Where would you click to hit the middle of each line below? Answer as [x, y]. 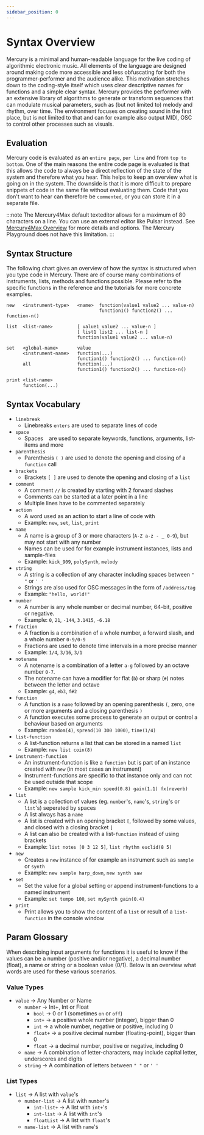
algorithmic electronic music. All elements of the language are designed [97, 65]
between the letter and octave [62, 685]
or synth [34, 866]
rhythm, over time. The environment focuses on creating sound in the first [99, 111]
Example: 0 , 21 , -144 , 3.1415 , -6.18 [67, 620]
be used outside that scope [58, 782]
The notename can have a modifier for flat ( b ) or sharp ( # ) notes [104, 678]
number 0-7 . [40, 672]
